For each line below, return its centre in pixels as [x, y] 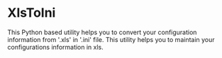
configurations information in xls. [56, 47]
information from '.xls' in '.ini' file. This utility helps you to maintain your [111, 39]
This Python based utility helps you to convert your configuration [102, 32]
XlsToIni [32, 13]
